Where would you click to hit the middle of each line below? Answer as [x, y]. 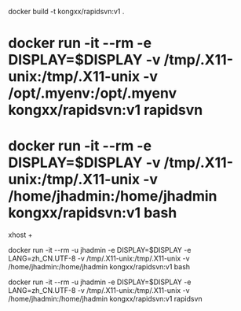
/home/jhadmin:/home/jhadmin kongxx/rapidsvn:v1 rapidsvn [105, 299]
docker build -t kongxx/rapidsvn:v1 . [66, 11]
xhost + [20, 235]
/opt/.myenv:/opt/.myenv [93, 93]
